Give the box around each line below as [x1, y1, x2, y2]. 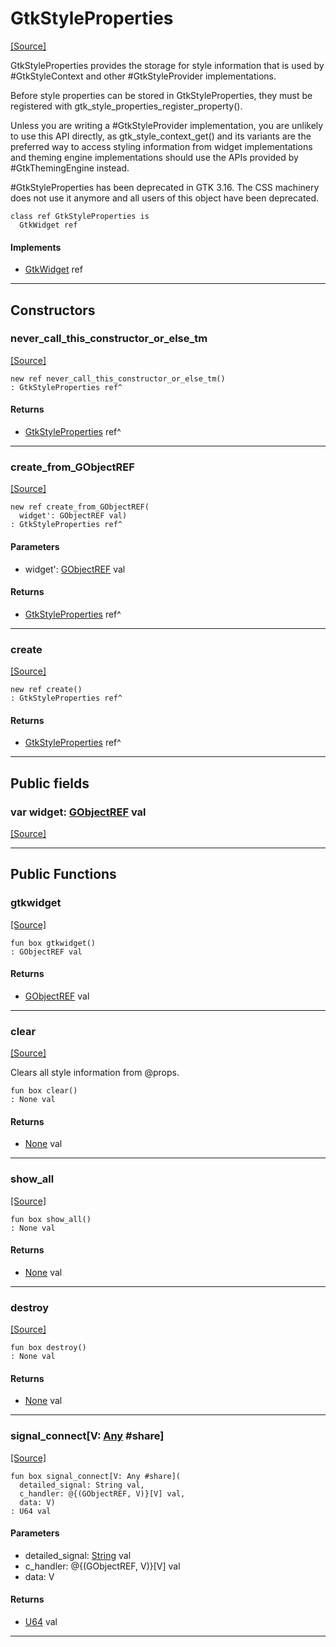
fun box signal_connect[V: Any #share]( [10, 1471, 182, 1481]
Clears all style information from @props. [10, 1067, 180, 1079]
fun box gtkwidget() [10, 938, 97, 948]
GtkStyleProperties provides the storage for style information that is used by [10, 59, 325, 71]
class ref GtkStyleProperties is [10, 211, 150, 221]
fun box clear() [10, 1086, 78, 1096]
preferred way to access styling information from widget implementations [10, 140, 313, 152]
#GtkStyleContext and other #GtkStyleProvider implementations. [10, 70, 277, 82]
